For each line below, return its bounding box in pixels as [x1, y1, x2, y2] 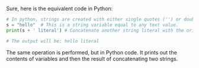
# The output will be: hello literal [6, 38, 99, 44]
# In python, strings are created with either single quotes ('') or [6, 17, 182, 22]
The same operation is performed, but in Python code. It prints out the [6, 48, 178, 56]
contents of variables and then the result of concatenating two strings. [6, 55, 178, 62]
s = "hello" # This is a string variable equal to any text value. [6, 22, 179, 28]
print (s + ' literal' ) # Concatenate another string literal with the [6, 27, 184, 33]
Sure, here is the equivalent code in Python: [6, 5, 113, 12]
